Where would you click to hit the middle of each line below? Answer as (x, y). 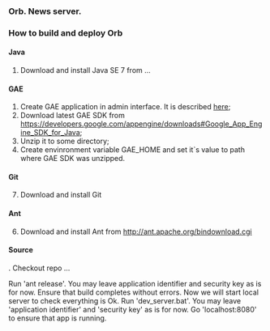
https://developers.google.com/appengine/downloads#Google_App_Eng (141, 124)
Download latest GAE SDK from (73, 116)
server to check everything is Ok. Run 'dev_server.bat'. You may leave (125, 300)
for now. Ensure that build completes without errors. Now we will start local (134, 292)
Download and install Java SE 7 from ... (86, 70)
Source (21, 250)
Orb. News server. (45, 11)
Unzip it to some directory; (64, 141)
